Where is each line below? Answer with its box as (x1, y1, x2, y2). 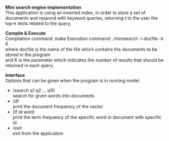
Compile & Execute (5, 30, 46, 36)
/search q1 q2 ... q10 (12, 87, 55, 93)
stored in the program (5, 52, 51, 58)
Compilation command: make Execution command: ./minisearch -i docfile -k (5, 35, 164, 41)
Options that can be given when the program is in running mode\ (5, 78, 140, 83)
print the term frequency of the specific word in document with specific (12, 114, 162, 120)
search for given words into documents (12, 93, 95, 99)
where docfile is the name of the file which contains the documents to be (5, 46, 158, 52)
